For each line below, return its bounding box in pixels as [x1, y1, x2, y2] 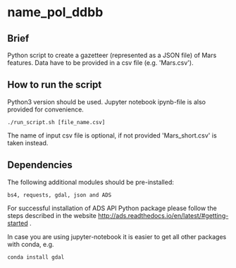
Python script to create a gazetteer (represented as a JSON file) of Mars [7, 51, 217, 59]
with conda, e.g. [7, 240, 54, 248]
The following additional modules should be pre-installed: [7, 178, 174, 186]
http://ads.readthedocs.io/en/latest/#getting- [97, 211, 229, 219]
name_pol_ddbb [7, 4, 104, 20]
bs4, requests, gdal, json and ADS [7, 191, 112, 198]
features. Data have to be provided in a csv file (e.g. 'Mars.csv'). [7, 59, 194, 67]
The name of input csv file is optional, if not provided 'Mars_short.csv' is [7, 131, 217, 140]
